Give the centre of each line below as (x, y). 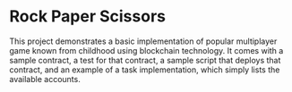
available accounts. (45, 79)
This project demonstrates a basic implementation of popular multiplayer (143, 41)
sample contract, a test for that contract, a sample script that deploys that (145, 60)
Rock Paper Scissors (87, 17)
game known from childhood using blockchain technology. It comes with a (146, 50)
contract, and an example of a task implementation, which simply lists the (145, 70)
